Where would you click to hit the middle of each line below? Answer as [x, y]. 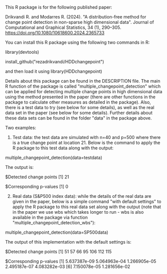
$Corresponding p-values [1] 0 [37, 187]
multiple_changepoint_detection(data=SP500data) [57, 232]
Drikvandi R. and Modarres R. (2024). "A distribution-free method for [76, 17]
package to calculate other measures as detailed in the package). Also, [78, 102]
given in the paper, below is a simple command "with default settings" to [87, 202]
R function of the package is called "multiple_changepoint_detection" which [83, 86]
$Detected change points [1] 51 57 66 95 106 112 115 [59, 252]
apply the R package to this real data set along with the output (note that [86, 207]
